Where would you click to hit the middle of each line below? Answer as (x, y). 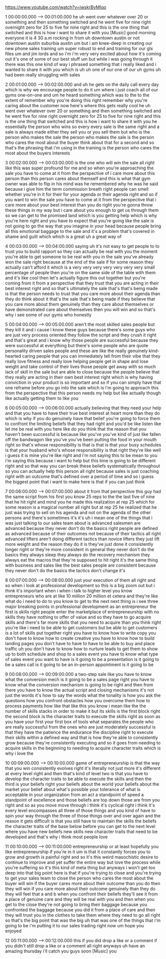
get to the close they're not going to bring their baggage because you (76, 904)
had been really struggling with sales (43, 75)
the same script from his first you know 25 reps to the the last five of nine (80, 497)
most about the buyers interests (38, 153)
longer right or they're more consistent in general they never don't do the (80, 549)
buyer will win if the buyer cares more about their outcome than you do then (83, 883)
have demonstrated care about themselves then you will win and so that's (80, 309)
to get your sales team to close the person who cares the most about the (79, 878)
